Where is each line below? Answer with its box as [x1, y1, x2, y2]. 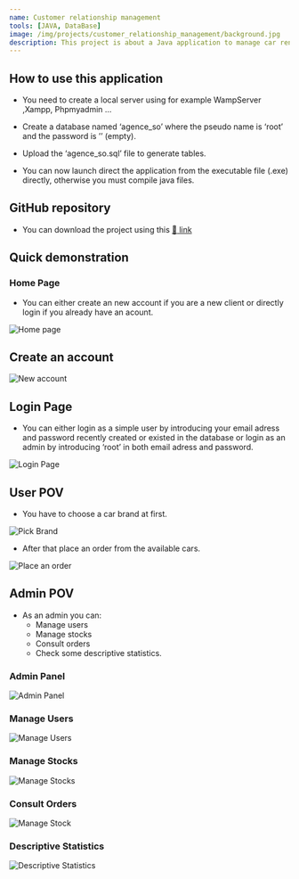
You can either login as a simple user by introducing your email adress [21, 423, 280, 433]
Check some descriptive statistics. [35, 647, 162, 658]
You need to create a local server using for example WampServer [21, 94, 262, 105]
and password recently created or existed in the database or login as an [21, 432, 287, 443]
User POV [9, 485, 64, 500]
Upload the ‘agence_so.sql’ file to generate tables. [21, 148, 206, 159]
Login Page [9, 398, 73, 415]
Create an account [9, 349, 114, 365]
